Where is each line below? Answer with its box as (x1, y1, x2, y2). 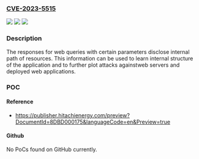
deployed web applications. (6, 67, 76, 75)
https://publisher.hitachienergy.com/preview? (15, 111, 130, 119)
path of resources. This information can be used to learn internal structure (6, 54, 193, 62)
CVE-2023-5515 (6, 4, 56, 13)
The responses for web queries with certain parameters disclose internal (6, 48, 190, 56)
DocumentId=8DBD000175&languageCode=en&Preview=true (15, 118, 170, 125)
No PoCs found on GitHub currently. (6, 146, 97, 153)
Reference (6, 98, 34, 105)
